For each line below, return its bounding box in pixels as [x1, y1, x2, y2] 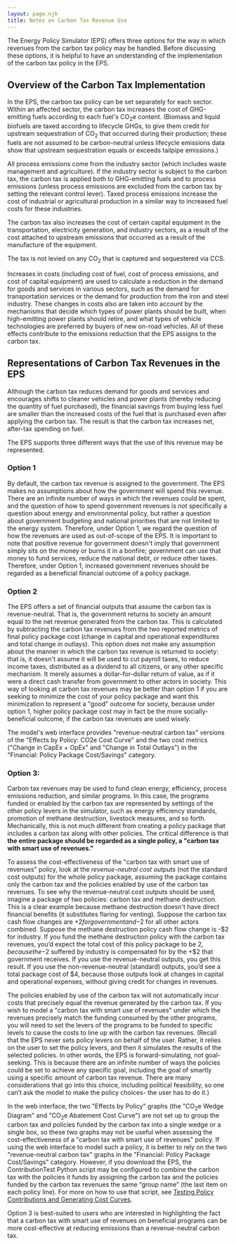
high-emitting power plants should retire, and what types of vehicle [7, 314, 202, 323]
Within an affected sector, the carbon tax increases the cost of [7, 105, 188, 113]
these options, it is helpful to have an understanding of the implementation [7, 51, 223, 60]
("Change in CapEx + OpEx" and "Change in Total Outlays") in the [7, 744, 198, 752]
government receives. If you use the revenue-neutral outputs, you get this [7, 955, 221, 963]
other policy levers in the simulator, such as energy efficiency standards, [7, 807, 218, 815]
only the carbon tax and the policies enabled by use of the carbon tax [7, 880, 209, 889]
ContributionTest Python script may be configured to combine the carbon [7, 1165, 220, 1173]
